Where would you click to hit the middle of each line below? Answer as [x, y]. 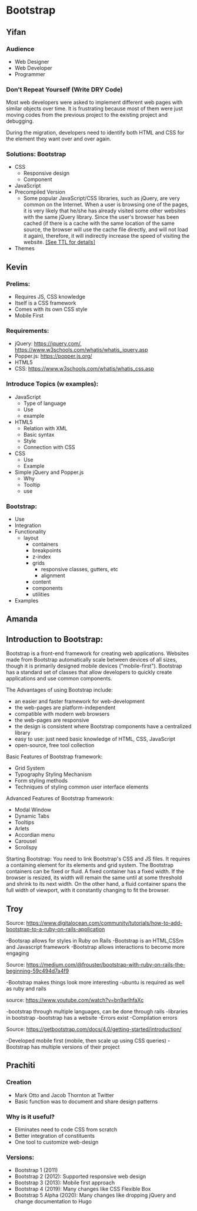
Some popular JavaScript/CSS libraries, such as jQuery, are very [102, 198]
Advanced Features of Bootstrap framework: [60, 798]
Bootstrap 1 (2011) [36, 1170]
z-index [41, 557]
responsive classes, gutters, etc [80, 570]
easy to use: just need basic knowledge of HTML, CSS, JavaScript [95, 739]
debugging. [20, 121]
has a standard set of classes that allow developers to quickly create [89, 672]
